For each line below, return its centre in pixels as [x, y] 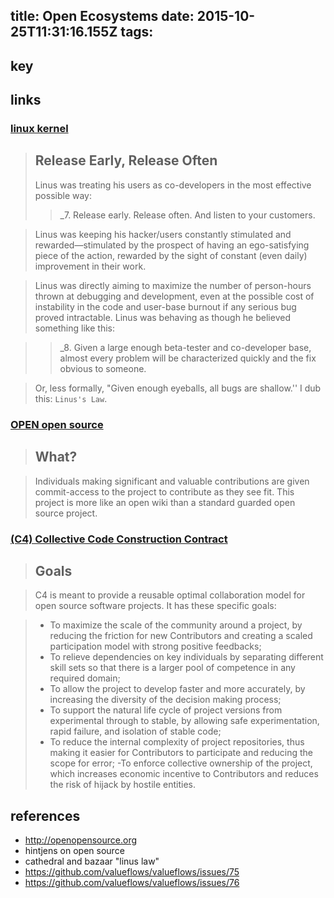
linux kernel [39, 129]
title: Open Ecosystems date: [102, 16]
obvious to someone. [103, 368]
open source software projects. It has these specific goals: [155, 606]
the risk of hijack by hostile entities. [123, 785]
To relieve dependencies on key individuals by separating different [186, 657]
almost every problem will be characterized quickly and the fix [188, 358]
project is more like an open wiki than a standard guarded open [165, 502]
